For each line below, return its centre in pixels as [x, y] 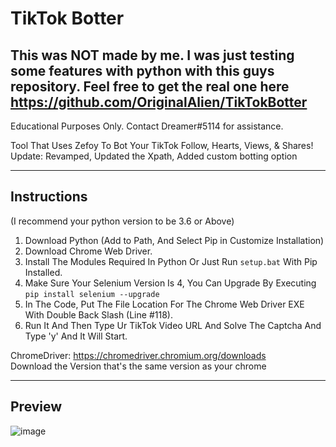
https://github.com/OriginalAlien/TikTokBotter [159, 102]
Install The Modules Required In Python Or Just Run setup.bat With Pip [171, 261]
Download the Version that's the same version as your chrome [138, 366]
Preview [36, 407]
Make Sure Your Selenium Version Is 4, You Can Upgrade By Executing [170, 283]
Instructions [49, 197]
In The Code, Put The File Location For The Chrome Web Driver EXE [164, 304]
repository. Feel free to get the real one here [150, 86]
